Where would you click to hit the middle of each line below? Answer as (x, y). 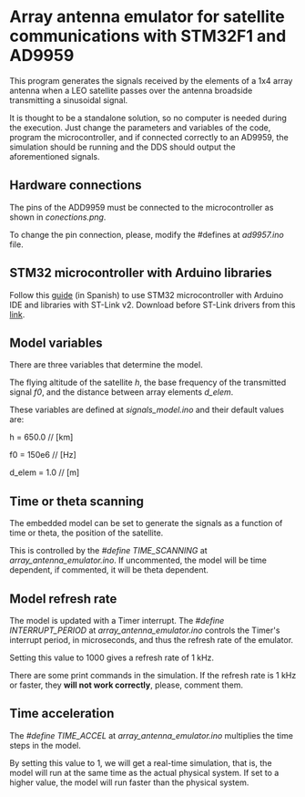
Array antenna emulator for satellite (147, 17)
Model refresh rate (63, 599)
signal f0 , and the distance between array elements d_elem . (122, 392)
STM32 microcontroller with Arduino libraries (141, 273)
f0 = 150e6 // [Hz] (43, 455)
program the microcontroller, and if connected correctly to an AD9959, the (149, 137)
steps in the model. (46, 745)
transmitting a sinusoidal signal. (69, 100)
